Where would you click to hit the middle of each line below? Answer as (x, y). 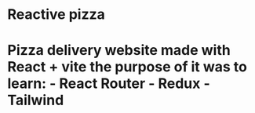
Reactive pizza (56, 15)
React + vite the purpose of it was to (127, 67)
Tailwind (36, 100)
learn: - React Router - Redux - (109, 84)
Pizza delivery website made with (119, 51)
